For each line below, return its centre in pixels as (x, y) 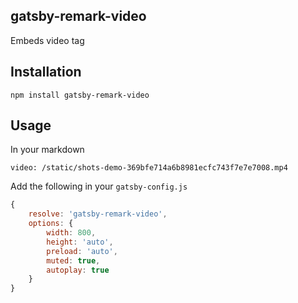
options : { (51, 224)
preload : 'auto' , (82, 251)
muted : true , (73, 260)
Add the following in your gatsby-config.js (99, 186)
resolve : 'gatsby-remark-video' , (98, 214)
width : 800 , (71, 233)
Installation (46, 72)
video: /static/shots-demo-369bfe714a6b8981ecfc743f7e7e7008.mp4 (149, 168)
